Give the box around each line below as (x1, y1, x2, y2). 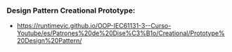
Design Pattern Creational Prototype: (6, 6, 136, 15)
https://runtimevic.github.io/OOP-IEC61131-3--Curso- (16, 22, 172, 30)
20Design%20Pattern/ (16, 37, 82, 45)
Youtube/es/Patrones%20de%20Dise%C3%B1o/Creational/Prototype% (16, 29, 226, 37)
